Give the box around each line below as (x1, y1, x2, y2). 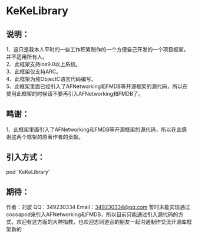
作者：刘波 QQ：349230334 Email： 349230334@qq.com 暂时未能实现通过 (6, 204, 190, 211)
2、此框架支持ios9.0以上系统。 (6, 61, 81, 67)
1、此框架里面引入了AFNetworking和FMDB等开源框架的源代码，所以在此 (6, 126, 182, 133)
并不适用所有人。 (6, 53, 48, 60)
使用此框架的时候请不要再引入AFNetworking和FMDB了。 (6, 90, 144, 97)
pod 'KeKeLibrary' (6, 168, 50, 175)
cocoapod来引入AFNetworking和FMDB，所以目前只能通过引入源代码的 (6, 211, 179, 218)
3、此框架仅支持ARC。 (6, 68, 62, 75)
